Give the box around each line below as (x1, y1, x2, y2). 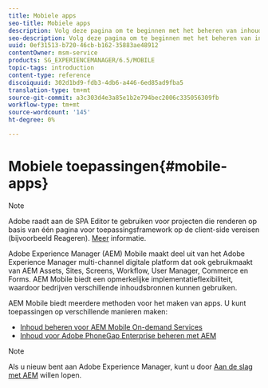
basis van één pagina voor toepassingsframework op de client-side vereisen (8, 225, 260, 234)
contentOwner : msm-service (8, 49, 98, 57)
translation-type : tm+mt (8, 86, 91, 94)
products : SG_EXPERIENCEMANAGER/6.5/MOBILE (8, 57, 156, 65)
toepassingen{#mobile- (66, 158, 227, 176)
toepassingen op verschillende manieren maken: (8, 306, 168, 316)
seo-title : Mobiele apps (8, 19, 91, 27)
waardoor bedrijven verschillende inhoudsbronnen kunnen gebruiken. (8, 282, 238, 292)
